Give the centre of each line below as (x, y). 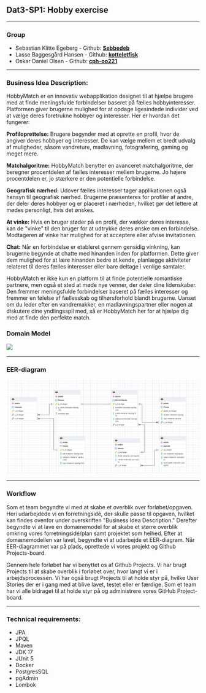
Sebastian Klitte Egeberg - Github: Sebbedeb (72, 48)
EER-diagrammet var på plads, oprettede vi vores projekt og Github (91, 546)
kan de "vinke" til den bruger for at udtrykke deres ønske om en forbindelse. (103, 229)
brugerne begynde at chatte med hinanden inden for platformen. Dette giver (103, 254)
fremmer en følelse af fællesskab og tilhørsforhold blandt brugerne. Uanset (101, 298)
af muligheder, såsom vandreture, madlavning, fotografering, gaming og (97, 147)
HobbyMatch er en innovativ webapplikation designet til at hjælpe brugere (100, 96)
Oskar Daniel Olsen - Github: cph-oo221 (66, 61)
